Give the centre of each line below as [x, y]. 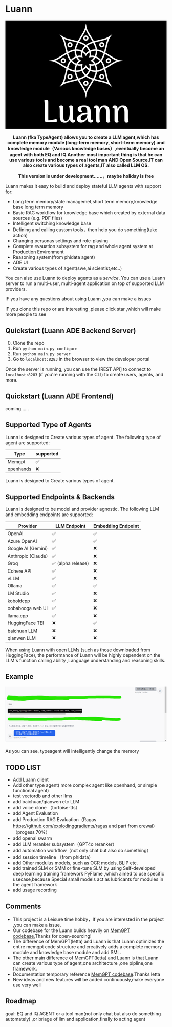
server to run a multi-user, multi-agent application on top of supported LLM [85, 283]
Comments [23, 906]
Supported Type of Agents [48, 425]
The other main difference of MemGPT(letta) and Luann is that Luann [85, 958]
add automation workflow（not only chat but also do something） [82, 851]
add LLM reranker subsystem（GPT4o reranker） [65, 844]
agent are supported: [28, 443]
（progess [24, 832]
